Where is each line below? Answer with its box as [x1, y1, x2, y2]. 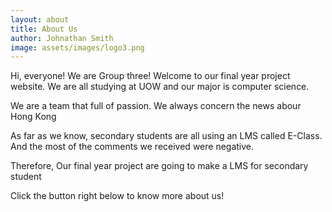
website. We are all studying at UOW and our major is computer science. [10, 81, 310, 93]
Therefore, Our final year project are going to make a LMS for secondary [10, 160, 309, 172]
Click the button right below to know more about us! [10, 190, 225, 202]
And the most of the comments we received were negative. [10, 141, 255, 153]
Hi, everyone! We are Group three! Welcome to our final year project [10, 70, 291, 82]
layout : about [10, 14, 70, 25]
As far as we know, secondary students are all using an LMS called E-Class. [10, 130, 323, 142]
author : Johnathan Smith [10, 33, 114, 43]
